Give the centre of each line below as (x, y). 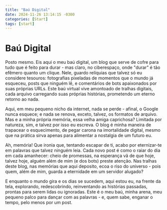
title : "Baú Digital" (28, 10)
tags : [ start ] (20, 24)
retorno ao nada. (22, 99)
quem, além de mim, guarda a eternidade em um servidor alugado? (74, 172)
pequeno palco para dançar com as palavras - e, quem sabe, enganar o (79, 197)
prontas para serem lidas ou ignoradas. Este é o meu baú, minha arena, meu (84, 192)
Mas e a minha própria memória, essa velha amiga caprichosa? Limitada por (83, 120)
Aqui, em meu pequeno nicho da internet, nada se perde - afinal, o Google (82, 109)
